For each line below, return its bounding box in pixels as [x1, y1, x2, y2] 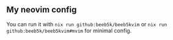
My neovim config [6, 5, 77, 15]
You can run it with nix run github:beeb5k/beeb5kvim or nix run [6, 20, 167, 27]
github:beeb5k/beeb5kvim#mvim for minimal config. [6, 27, 132, 34]
